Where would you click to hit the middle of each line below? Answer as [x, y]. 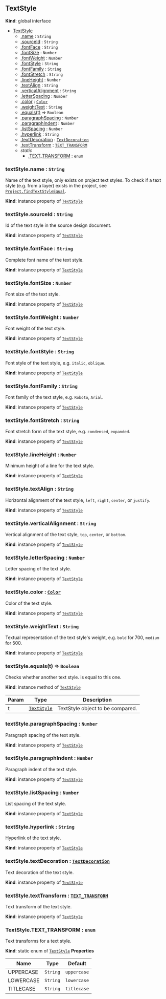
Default [77, 964]
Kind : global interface [28, 20]
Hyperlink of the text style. [33, 838]
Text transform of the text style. [39, 907]
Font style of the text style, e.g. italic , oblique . [55, 363]
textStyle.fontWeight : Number [42, 317]
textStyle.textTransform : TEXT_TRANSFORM [57, 896]
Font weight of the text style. [35, 328]
